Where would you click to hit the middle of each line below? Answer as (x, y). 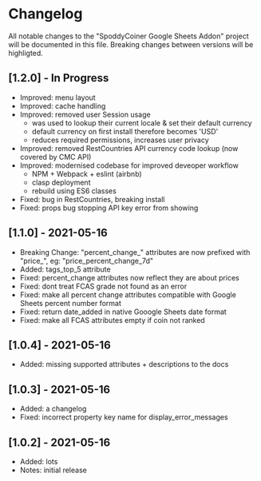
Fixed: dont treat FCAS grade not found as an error (103, 286)
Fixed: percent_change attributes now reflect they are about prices (129, 277)
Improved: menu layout (57, 97)
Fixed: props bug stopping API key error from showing (109, 208)
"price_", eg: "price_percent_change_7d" (87, 260)
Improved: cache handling (63, 105)
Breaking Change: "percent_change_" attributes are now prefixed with (135, 252)
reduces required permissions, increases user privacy (120, 140)
